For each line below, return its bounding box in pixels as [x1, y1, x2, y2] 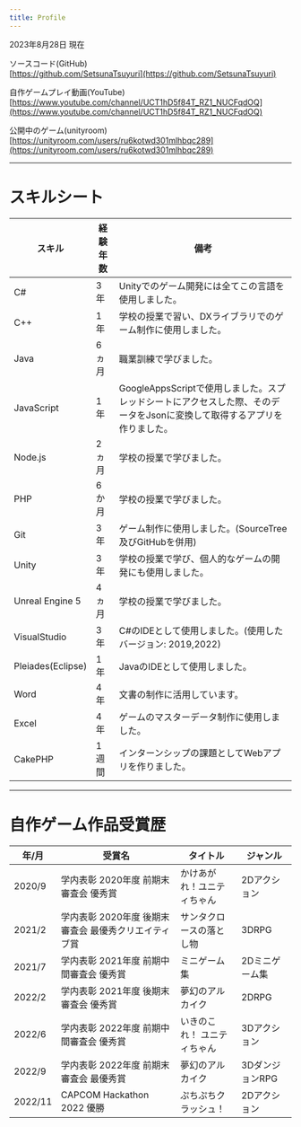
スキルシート [9, 187, 105, 207]
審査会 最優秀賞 [61, 1072, 127, 1085]
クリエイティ [116, 924, 171, 937]
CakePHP [13, 753, 54, 765]
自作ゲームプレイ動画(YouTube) [9, 86, 125, 97]
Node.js [13, 451, 47, 463]
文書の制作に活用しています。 [118, 688, 244, 700]
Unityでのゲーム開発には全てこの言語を [118, 279, 285, 292]
